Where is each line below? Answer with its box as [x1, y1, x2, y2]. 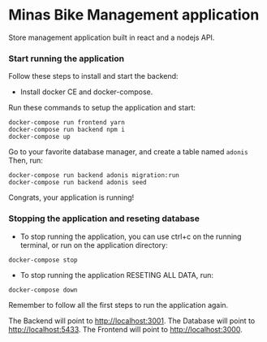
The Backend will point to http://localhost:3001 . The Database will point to [8, 315, 256, 326]
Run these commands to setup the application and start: [8, 103, 196, 113]
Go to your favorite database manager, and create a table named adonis [8, 147, 249, 157]
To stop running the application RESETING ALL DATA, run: [19, 270, 213, 279]
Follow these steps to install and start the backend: [8, 71, 179, 81]
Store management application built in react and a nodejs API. [8, 32, 215, 42]
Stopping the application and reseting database [8, 213, 200, 224]
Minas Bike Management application [8, 6, 260, 24]
